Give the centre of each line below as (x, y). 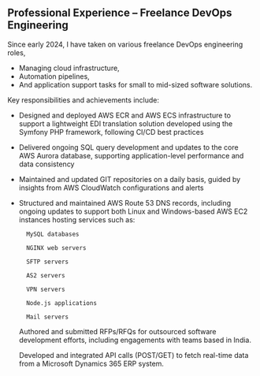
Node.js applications (62, 303)
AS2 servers (46, 275)
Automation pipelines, (54, 76)
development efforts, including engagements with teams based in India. (135, 340)
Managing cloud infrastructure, (69, 68)
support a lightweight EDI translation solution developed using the (126, 123)
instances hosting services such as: (77, 219)
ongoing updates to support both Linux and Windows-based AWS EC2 (133, 211)
